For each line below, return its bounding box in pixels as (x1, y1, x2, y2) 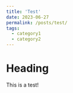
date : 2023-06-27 (6, 14, 49, 20)
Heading (6, 62, 49, 75)
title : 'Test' (6, 8, 42, 15)
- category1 (11, 31, 42, 37)
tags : (6, 25, 20, 31)
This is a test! (6, 81, 39, 88)
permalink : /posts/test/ (6, 20, 68, 25)
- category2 (11, 36, 42, 42)
